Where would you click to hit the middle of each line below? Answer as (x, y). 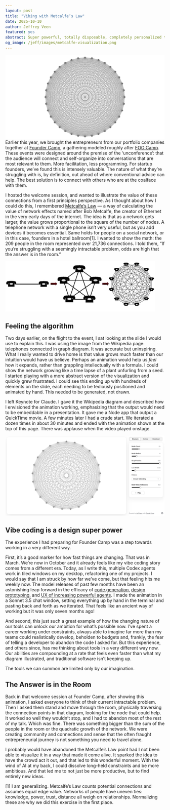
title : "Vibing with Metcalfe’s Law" (45, 16)
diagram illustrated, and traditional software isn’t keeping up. (68, 659)
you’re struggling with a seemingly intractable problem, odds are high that (82, 249)
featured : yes (20, 32)
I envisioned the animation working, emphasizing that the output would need (85, 407)
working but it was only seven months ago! (50, 611)
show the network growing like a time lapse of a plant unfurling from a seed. (85, 370)
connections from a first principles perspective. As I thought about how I (81, 200)
